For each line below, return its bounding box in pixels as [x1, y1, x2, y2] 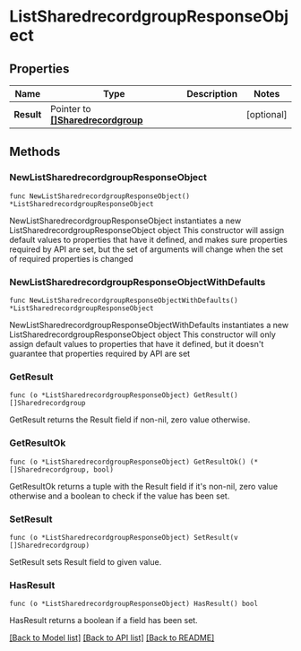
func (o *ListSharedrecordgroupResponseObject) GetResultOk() [9, 457, 246, 466]
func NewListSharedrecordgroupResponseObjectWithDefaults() [9, 296, 239, 305]
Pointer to [50, 103, 91, 115]
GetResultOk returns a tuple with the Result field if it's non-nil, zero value [9, 481, 279, 491]
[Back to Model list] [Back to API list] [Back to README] [9, 632, 215, 643]
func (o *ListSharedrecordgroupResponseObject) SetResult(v [9, 533, 239, 542]
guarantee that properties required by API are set [9, 348, 191, 359]
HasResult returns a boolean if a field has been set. [9, 615, 199, 626]
